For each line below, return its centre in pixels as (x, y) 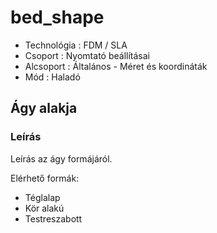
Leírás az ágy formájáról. (61, 158)
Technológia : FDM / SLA (76, 45)
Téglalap (42, 197)
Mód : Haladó (52, 77)
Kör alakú (44, 208)
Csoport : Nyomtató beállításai (87, 55)
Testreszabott (53, 218)
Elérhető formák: (45, 178)
